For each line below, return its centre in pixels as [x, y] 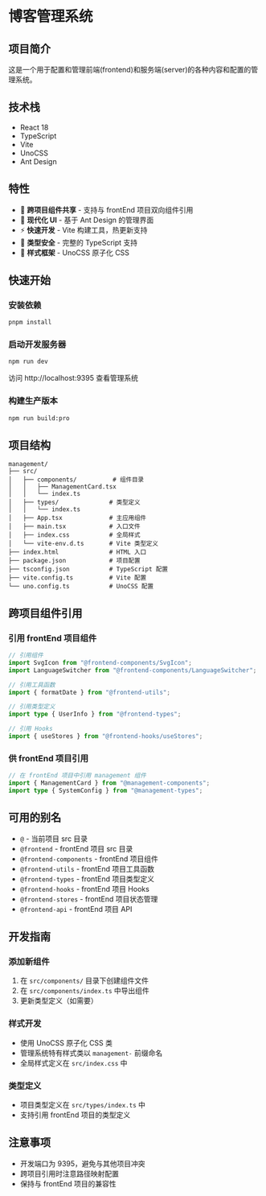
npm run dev [28, 362]
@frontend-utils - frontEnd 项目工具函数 [87, 868]
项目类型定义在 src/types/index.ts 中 [83, 1104]
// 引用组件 [26, 656]
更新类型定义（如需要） [59, 1001]
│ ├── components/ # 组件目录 [76, 480]
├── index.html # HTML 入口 [78, 552]
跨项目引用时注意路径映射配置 [69, 1173]
